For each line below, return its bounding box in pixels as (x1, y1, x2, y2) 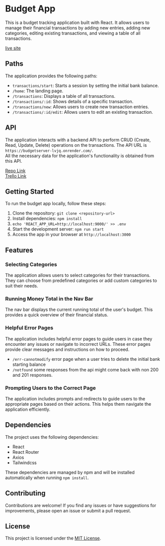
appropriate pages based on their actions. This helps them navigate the (5, 401, 152, 407)
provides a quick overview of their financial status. (5, 312, 108, 318)
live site (5, 45, 21, 51)
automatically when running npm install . (5, 475, 89, 481)
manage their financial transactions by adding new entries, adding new (5, 24, 151, 30)
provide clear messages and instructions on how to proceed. (5, 346, 130, 352)
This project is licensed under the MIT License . (5, 535, 101, 542)
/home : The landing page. (12, 88, 64, 94)
